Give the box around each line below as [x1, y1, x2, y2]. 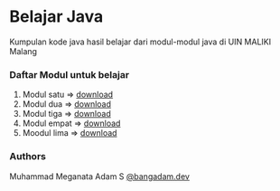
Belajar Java [9, 6, 104, 27]
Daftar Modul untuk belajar [9, 68, 129, 81]
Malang [9, 45, 38, 56]
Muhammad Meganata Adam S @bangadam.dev [9, 170, 190, 182]
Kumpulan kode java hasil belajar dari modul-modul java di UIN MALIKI [9, 36, 272, 47]
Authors [9, 150, 47, 163]
